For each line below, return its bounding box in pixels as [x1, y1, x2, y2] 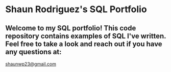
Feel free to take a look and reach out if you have [5, 40, 162, 48]
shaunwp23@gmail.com [5, 61, 56, 67]
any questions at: [5, 47, 62, 56]
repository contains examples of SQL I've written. [5, 31, 166, 40]
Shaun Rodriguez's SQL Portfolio [5, 4, 147, 15]
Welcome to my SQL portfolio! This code [5, 24, 136, 32]
